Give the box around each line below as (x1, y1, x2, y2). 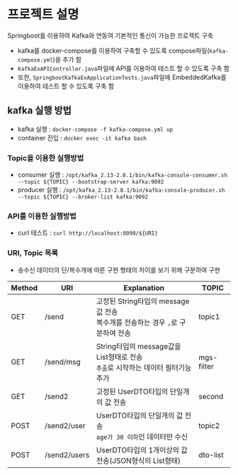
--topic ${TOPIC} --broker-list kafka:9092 (17, 194, 149, 201)
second (198, 391, 224, 401)
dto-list (198, 449, 225, 459)
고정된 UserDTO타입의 (96, 386, 169, 396)
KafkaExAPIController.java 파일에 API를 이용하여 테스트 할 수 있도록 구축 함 (17, 64, 230, 72)
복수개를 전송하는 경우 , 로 (96, 317, 178, 327)
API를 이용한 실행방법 (7, 211, 76, 220)
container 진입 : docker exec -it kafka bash (17, 133, 147, 142)
